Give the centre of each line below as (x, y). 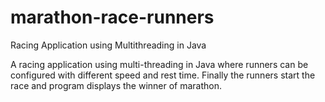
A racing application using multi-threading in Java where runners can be (159, 64)
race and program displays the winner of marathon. (116, 85)
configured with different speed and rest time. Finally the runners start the (163, 75)
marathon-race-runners (112, 17)
